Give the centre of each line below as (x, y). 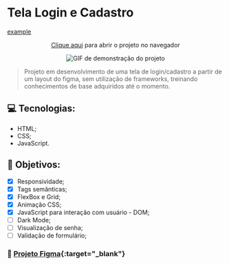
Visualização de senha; (50, 227)
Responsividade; (41, 181)
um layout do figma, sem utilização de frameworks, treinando (111, 79)
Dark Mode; (34, 220)
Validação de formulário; (52, 235)
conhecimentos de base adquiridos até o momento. (97, 86)
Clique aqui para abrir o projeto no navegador (116, 45)
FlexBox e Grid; (39, 196)
